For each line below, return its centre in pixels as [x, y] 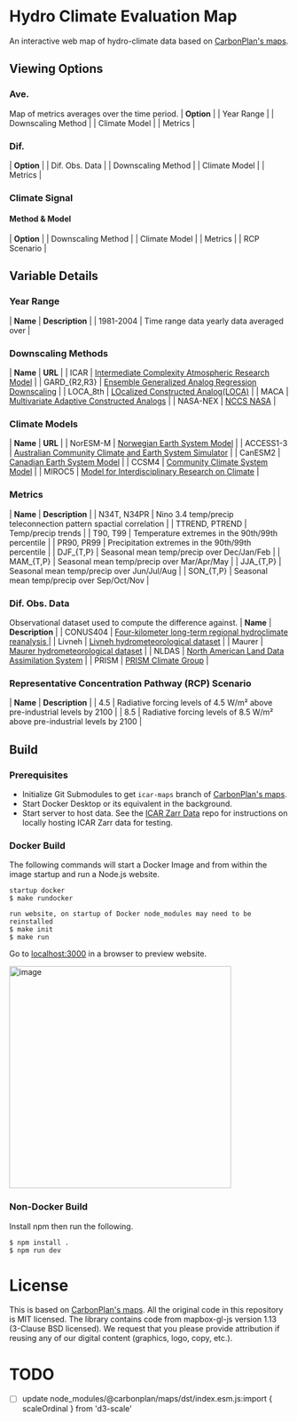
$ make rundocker [41, 899]
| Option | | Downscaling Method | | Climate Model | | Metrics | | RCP [134, 239]
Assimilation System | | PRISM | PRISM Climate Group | [109, 660]
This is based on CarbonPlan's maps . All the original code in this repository [146, 1310]
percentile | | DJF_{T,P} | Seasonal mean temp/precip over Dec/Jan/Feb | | [145, 552]
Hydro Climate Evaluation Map [123, 16]
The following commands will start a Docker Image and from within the [138, 865]
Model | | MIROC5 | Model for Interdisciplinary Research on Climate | [134, 472]
